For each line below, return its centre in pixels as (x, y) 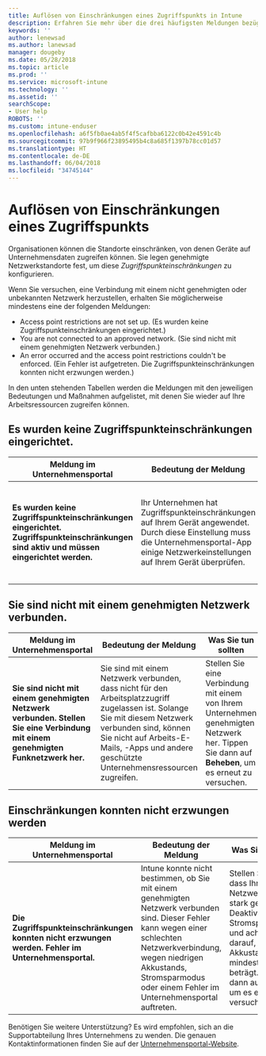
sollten (231, 649)
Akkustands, (164, 968)
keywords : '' (30, 30)
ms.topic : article (38, 67)
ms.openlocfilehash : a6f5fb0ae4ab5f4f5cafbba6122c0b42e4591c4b (115, 133)
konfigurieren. (31, 274)
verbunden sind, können (146, 727)
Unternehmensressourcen (149, 767)
